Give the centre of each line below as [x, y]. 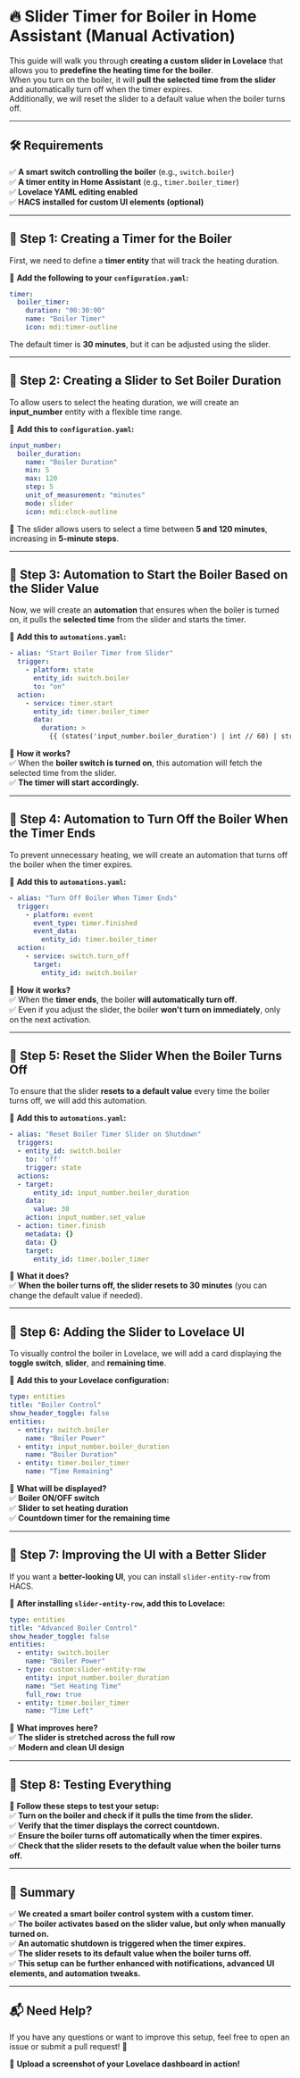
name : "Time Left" [59, 1711]
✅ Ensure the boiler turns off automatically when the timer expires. [136, 1836]
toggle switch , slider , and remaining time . [88, 1363]
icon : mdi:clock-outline [71, 512]
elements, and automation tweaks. [75, 1973]
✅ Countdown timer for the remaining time [90, 1518]
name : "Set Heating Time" [74, 1686]
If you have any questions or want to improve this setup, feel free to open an [150, 2037]
